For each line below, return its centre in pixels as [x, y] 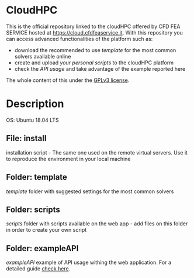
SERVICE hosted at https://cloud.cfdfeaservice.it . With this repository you [94, 32]
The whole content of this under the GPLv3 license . [68, 80]
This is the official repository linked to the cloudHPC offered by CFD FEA [93, 26]
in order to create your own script [46, 230]
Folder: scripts [33, 209]
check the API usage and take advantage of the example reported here [100, 68]
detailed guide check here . [38, 269]
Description [35, 104]
